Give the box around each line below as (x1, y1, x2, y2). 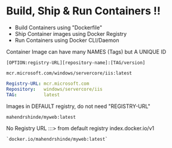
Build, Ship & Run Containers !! (6, 4, 161, 18)
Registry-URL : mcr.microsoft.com (6, 81, 90, 87)
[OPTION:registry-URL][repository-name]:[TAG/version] (6, 60, 146, 66)
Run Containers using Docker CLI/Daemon (14, 36, 119, 44)
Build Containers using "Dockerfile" (14, 24, 103, 31)
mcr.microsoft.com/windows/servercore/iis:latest (6, 70, 133, 76)
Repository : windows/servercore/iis (6, 86, 103, 92)
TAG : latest (6, 91, 60, 98)
